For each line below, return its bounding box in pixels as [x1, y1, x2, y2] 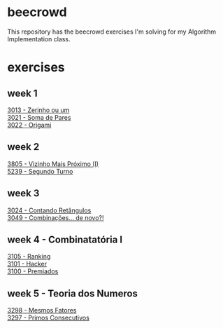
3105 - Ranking [7, 252, 51, 261]
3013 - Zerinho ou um [7, 106, 70, 114]
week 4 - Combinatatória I [7, 233, 123, 245]
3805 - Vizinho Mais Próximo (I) [7, 159, 99, 168]
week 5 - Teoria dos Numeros [7, 287, 138, 299]
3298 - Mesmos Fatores [7, 306, 77, 315]
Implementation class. [7, 34, 71, 43]
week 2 [7, 141, 40, 153]
